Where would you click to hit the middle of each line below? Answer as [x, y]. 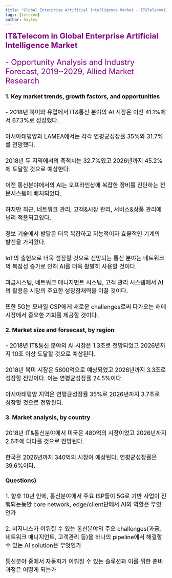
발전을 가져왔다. [26, 242]
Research [22, 81]
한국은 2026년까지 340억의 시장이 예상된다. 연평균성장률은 [81, 458]
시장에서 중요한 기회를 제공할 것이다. [52, 315]
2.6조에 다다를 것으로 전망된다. [45, 441]
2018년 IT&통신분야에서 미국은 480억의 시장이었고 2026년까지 [86, 433]
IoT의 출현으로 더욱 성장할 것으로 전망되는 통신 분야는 [73, 258]
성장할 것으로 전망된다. [34, 403]
